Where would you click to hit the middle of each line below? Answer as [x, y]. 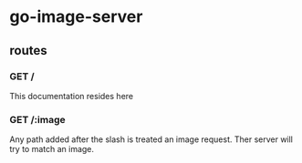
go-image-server [76, 17]
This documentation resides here [72, 96]
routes [28, 51]
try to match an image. [52, 149]
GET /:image [37, 119]
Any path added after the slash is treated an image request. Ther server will [151, 139]
